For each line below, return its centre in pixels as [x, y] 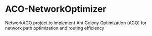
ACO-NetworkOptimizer [56, 9]
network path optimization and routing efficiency [55, 28]
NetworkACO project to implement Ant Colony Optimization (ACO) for [76, 23]
